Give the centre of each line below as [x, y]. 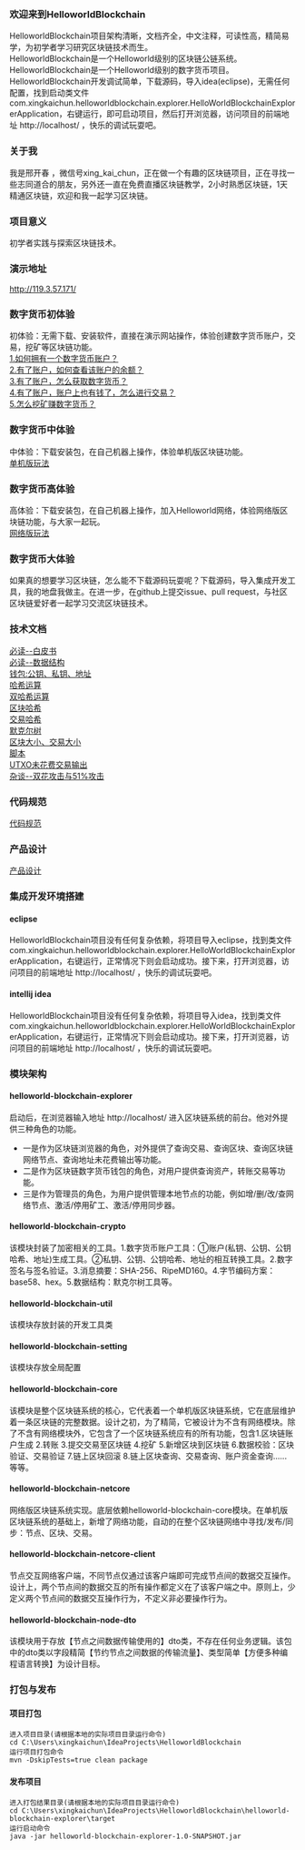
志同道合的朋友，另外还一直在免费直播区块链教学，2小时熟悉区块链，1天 [152, 184]
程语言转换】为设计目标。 [57, 1664]
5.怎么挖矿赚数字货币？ [53, 404]
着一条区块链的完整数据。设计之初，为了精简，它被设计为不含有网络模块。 [148, 1421]
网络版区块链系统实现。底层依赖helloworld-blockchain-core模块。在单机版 [149, 1509]
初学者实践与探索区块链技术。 [65, 242]
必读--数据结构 [37, 662]
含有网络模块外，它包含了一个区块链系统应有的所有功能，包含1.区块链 [155, 1433]
